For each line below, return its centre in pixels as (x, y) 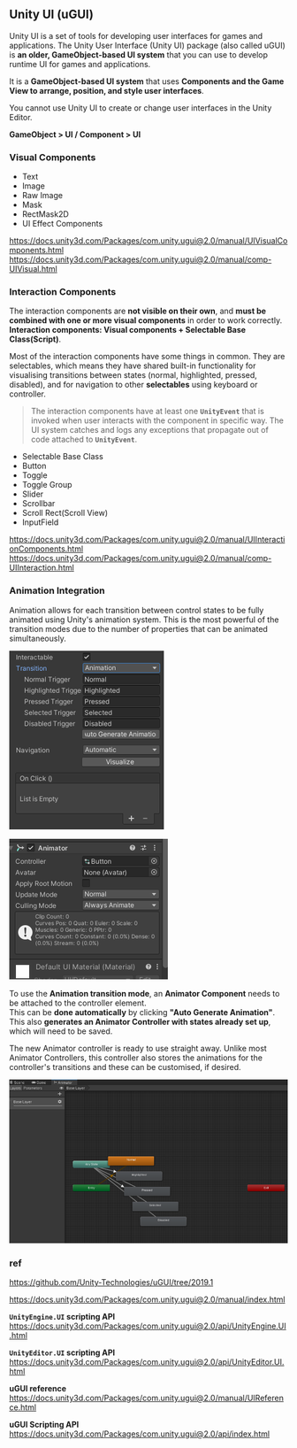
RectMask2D (45, 214)
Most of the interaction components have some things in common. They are (147, 357)
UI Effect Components (62, 224)
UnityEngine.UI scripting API (62, 1317)
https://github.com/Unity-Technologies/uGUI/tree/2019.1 (111, 1282)
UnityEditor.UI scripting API (62, 1352)
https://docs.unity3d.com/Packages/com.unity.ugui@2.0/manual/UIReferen (147, 1398)
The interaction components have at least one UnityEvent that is (148, 412)
